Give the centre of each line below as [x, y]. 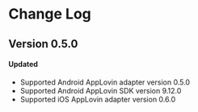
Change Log [50, 14]
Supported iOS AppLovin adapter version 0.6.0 [98, 99]
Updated [23, 64]
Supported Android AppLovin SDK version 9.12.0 [101, 90]
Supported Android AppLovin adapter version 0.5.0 [105, 82]
